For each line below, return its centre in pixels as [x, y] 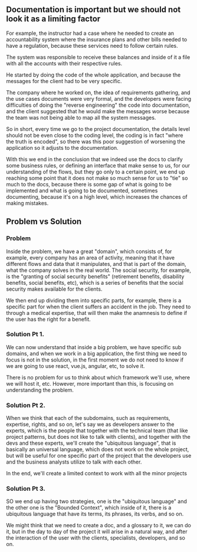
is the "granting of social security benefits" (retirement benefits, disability [95, 276]
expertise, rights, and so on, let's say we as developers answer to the [90, 425]
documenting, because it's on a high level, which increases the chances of [97, 196]
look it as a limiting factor [53, 19]
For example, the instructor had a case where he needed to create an [90, 33]
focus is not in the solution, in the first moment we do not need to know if [95, 360]
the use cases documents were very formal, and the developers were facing [99, 98]
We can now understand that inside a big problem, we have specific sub [94, 347]
